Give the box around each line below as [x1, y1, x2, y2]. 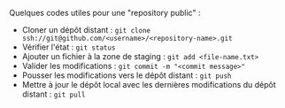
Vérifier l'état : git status [21, 42, 116, 52]
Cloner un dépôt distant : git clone [21, 25, 151, 35]
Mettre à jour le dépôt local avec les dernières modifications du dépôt [21, 80, 276, 89]
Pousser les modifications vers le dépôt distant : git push [21, 70, 232, 81]
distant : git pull [21, 89, 86, 99]
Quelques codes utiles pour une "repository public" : [9, 8, 201, 18]
